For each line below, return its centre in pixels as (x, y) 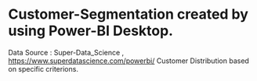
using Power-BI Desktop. (91, 31)
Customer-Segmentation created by (128, 14)
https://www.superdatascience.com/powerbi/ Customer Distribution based (128, 61)
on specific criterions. (43, 69)
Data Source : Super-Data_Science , (66, 52)
